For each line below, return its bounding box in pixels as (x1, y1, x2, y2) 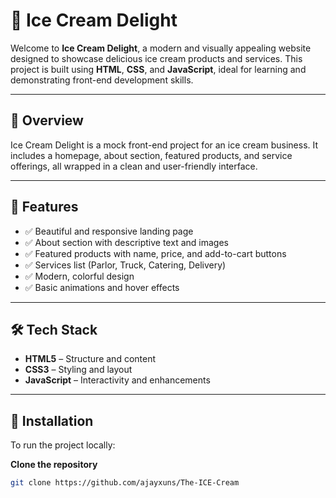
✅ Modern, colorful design (24, 270, 135, 282)
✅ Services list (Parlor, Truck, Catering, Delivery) (24, 259, 227, 271)
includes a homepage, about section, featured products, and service (10, 149, 293, 161)
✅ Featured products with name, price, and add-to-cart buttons (24, 247, 287, 259)
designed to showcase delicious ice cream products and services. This (10, 52, 303, 64)
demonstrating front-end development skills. (10, 74, 194, 86)
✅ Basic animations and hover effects (24, 281, 180, 293)
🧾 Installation (10, 412, 94, 429)
